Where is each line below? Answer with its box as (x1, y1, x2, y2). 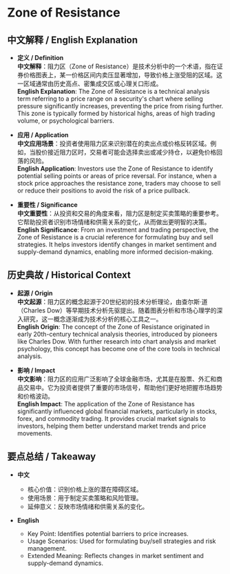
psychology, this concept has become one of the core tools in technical (17, 344, 220, 353)
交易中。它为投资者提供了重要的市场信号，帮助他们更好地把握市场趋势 (23, 383, 222, 391)
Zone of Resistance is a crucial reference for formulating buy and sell (17, 233, 213, 241)
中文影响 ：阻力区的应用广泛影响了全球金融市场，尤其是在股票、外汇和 (17, 375, 217, 383)
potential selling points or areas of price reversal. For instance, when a (17, 172, 217, 180)
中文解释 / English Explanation (7, 34, 138, 46)
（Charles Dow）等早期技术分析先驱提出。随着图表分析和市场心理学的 (17, 306, 217, 315)
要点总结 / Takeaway (7, 451, 96, 463)
